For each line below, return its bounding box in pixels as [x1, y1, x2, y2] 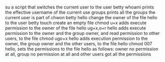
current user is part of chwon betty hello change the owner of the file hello [5, 15, 158, 20]
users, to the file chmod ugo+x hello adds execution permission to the [5, 35, 148, 41]
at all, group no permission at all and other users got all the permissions [5, 51, 151, 57]
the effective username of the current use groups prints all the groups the [5, 9, 156, 15]
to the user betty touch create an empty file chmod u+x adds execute [5, 20, 147, 26]
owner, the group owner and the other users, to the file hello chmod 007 [5, 41, 153, 46]
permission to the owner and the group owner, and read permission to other [5, 31, 160, 36]
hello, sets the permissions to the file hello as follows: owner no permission [5, 46, 159, 52]
